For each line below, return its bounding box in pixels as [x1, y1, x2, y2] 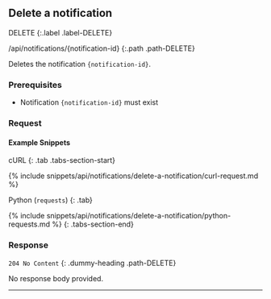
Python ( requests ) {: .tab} [8, 195, 93, 205]
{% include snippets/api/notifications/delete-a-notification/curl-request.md [8, 171, 259, 181]
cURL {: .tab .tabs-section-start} [8, 156, 115, 165]
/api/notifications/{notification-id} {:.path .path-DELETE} [8, 44, 195, 53]
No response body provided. [8, 273, 103, 283]
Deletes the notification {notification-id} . [8, 59, 152, 69]
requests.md [8, 219, 51, 229]
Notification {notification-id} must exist [19, 98, 159, 107]
